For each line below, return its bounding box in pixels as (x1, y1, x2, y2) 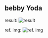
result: (4, 17, 18, 23)
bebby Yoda (4, 4, 43, 12)
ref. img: (4, 27, 22, 33)
